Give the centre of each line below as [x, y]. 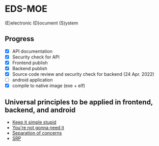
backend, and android [40, 110]
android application [32, 80]
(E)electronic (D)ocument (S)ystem [42, 23]
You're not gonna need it [38, 127]
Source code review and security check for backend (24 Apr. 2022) [83, 74]
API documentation [32, 51]
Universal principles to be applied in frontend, [79, 102]
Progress [19, 39]
